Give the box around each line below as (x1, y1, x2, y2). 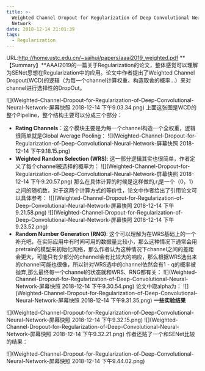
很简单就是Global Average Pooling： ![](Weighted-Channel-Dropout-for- (15, 132, 197, 139)
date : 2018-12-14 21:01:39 (6, 26, 75, 32)
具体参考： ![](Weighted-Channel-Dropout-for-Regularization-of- (20, 194, 184, 202)
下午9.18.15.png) (30, 147, 71, 155)
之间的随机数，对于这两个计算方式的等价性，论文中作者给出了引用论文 (15, 186, 192, 194)
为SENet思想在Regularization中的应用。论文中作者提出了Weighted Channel (6, 69, 195, 76)
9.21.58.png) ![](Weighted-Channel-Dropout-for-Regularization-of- (15, 208, 183, 216)
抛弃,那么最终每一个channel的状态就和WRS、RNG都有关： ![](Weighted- (15, 268, 198, 276)
